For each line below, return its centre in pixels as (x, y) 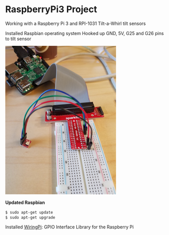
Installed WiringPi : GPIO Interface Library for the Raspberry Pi (70, 227)
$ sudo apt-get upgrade (30, 217)
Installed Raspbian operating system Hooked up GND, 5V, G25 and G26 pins (85, 33)
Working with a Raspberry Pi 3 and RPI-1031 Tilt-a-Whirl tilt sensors (76, 23)
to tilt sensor (18, 39)
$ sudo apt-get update (29, 212)
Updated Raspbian (25, 202)
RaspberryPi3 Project (51, 9)
